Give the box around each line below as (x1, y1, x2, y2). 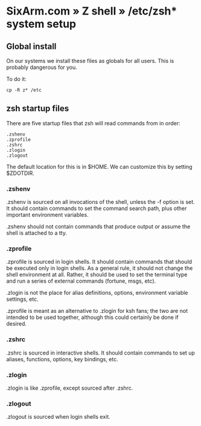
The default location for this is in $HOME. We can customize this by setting (6, 163, 193, 170)
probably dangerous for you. (6, 64, 77, 71)
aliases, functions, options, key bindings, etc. (6, 355, 119, 362)
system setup (6, 17, 77, 31)
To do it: (6, 76, 27, 82)
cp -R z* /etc (6, 87, 42, 93)
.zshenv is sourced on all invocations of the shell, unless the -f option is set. (6, 198, 195, 206)
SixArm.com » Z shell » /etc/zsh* (6, 4, 177, 18)
